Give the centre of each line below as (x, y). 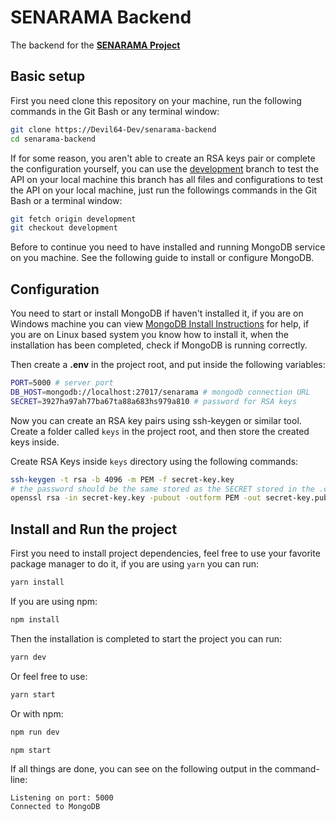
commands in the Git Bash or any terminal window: (115, 111)
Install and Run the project (94, 529)
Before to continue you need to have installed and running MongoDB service (168, 247)
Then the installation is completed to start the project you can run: (146, 638)
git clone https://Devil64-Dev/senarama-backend (113, 129)
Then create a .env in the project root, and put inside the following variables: (168, 365)
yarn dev (28, 657)
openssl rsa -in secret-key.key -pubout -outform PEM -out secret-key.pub (169, 498)
